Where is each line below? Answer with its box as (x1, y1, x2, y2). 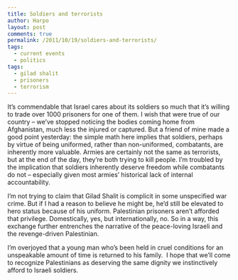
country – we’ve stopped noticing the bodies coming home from (7, 118, 195, 126)
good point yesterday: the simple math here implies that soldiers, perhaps (7, 133, 223, 141)
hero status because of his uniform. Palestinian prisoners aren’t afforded (7, 207, 220, 215)
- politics (13, 57, 46, 64)
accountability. (7, 178, 51, 187)
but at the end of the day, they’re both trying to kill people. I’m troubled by (7, 156, 223, 164)
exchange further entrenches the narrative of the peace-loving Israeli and (7, 222, 223, 231)
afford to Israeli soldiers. (7, 266, 79, 274)
